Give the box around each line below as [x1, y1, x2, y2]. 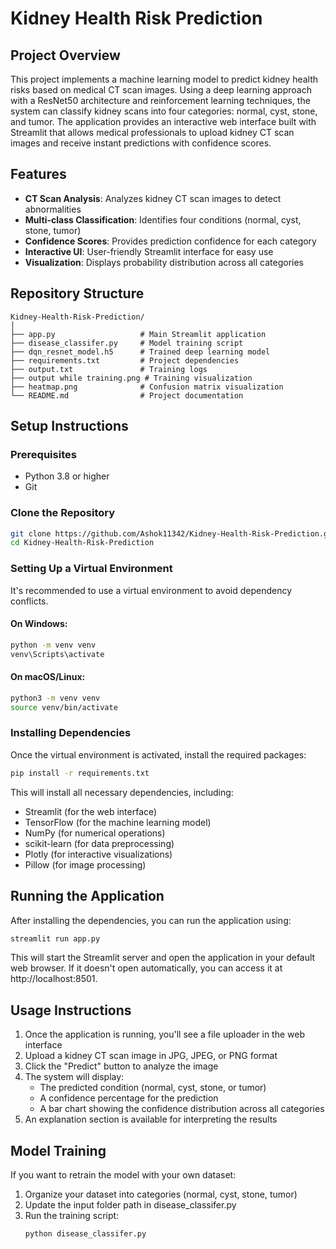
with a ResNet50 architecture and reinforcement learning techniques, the [10, 95, 311, 106]
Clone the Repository [10, 506, 116, 520]
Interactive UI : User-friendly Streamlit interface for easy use [24, 245, 274, 257]
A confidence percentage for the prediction [39, 1092, 219, 1104]
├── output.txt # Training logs [10, 364, 208, 374]
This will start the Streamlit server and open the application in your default [10, 952, 316, 964]
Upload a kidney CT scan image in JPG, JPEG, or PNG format [24, 1050, 278, 1062]
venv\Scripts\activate [10, 649, 105, 659]
